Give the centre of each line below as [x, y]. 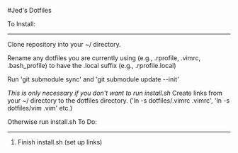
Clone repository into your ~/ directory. [64, 44]
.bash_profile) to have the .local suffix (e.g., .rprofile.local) [92, 66]
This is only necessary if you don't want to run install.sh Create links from [115, 93]
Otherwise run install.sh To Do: [52, 122]
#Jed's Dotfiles [29, 10]
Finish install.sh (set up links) [60, 142]
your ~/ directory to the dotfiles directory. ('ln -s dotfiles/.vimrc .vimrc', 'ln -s [119, 101]
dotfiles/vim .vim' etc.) [40, 108]
